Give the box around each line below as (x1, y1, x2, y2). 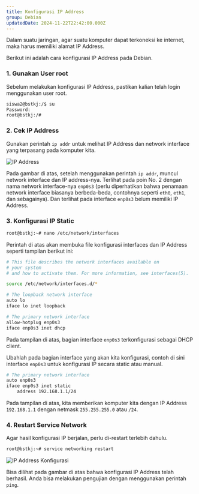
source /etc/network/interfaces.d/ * (6, 281, 98, 287)
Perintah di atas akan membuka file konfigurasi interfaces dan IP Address (6, 241, 188, 248)
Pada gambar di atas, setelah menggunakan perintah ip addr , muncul (6, 169, 179, 177)
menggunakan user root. (6, 89, 67, 97)
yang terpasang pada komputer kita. (6, 146, 96, 154)
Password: (6, 106, 31, 113)
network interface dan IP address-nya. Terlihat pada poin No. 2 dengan (6, 176, 182, 183)
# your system (6, 265, 42, 271)
